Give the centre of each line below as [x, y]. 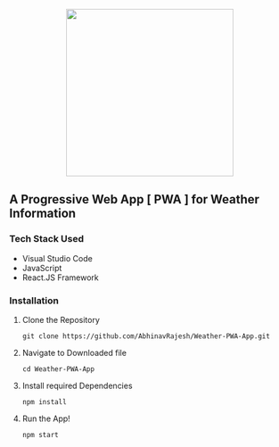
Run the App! [46, 418]
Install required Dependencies [77, 385]
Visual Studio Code [57, 258]
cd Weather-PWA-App [58, 369]
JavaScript [42, 268]
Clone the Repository [61, 319]
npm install [44, 401]
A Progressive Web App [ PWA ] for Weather [135, 199]
